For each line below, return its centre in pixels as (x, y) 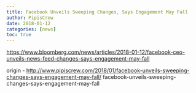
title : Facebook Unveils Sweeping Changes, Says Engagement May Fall (97, 12)
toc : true (19, 35)
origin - (16, 70)
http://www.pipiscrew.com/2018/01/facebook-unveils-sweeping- (108, 70)
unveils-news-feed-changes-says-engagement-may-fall (78, 59)
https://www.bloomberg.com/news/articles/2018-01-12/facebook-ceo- (96, 52)
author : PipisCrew (30, 18)
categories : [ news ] (31, 29)
